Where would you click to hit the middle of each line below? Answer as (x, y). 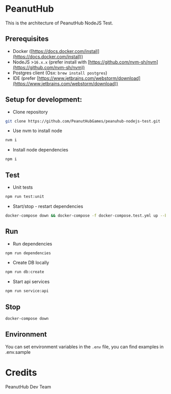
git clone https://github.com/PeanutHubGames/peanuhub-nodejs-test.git (83, 121)
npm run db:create (25, 272)
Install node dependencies (40, 150)
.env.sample (18, 352)
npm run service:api (27, 291)
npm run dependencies (28, 253)
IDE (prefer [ (26, 78)
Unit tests (23, 187)
